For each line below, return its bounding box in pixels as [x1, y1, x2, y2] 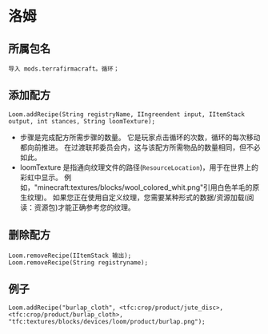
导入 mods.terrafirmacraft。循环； [8, 65, 120, 73]
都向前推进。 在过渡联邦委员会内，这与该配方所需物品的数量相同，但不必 [19, 142, 261, 152]
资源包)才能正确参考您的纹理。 [34, 202, 135, 212]
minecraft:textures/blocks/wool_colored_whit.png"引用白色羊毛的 [37, 182, 253, 192]
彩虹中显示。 [19, 172, 62, 182]
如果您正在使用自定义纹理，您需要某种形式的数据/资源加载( [52, 192, 247, 202]
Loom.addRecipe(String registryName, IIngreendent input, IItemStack [8, 110, 246, 119]
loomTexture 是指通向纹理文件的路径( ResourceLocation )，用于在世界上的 [19, 162, 258, 172]
